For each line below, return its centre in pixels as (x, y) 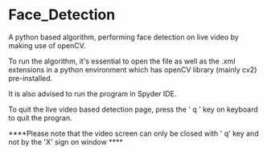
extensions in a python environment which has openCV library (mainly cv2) (133, 69)
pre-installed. (31, 78)
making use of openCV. (47, 45)
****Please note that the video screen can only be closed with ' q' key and (133, 133)
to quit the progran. (40, 117)
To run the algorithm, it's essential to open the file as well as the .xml (122, 61)
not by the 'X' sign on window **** (66, 141)
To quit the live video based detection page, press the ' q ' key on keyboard (133, 109)
